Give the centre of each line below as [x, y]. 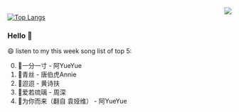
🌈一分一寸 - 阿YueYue [49, 66]
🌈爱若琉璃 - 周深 [42, 92]
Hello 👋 [20, 35]
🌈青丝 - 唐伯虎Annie [47, 74]
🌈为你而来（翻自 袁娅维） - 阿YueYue [72, 101]
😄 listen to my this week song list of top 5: [70, 51]
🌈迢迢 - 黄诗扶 [39, 84]
